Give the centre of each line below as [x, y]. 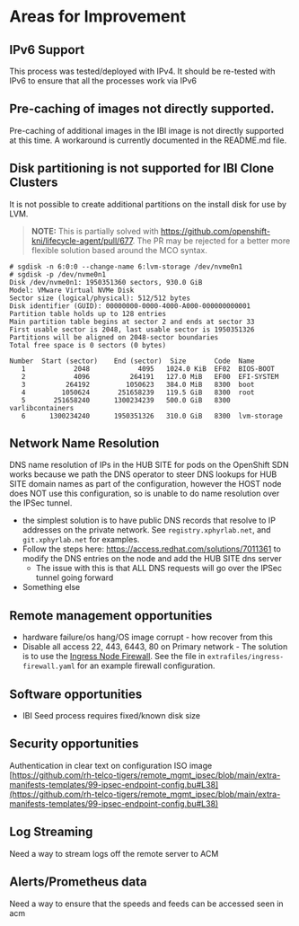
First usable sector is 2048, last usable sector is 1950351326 [132, 330]
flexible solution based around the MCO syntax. [119, 250]
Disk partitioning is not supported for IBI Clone [142, 168]
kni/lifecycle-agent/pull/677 [82, 241]
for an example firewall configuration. [146, 666]
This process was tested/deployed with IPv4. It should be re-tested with [142, 71]
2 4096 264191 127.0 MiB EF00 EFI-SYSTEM [150, 376]
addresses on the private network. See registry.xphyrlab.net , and [146, 530]
